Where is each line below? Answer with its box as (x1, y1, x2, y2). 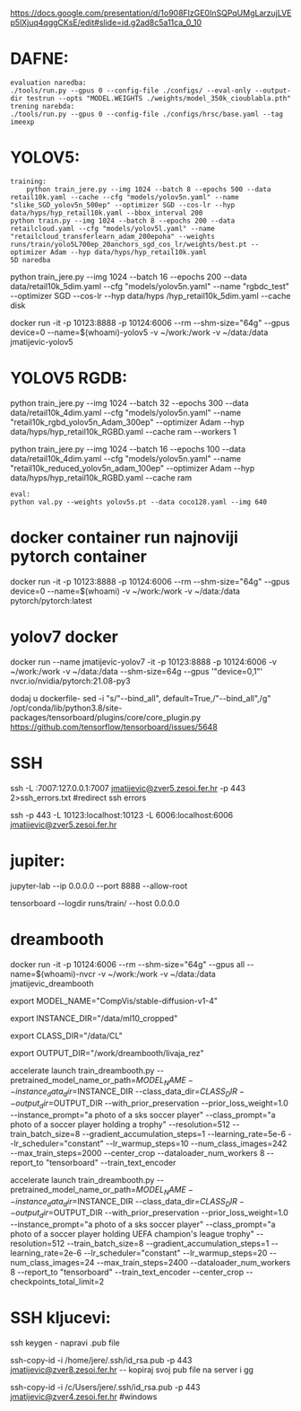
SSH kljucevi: (10, 1308, 111, 1328)
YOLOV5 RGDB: (10, 368, 128, 389)
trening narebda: (10, 101, 75, 110)
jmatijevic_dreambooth (10, 978, 94, 989)
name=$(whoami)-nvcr (10, 968, 97, 979)
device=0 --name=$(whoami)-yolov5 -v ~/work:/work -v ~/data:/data (10, 327, 269, 338)
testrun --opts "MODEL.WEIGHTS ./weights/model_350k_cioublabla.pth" (26, 93, 292, 102)
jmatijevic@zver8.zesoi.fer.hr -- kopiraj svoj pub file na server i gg (10, 1364, 254, 1375)
